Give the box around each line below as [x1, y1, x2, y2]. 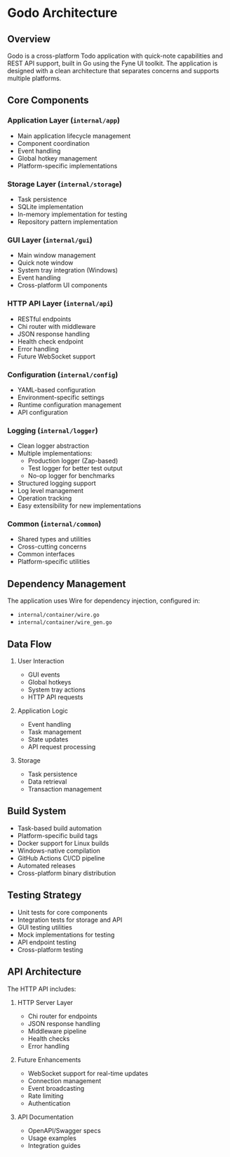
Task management [27, 727, 82, 737]
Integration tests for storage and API [17, 915, 123, 924]
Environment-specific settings [17, 393, 105, 401]
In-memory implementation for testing [17, 210, 128, 218]
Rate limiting [27, 1092, 65, 1100]
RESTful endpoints [17, 315, 72, 323]
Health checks [27, 1034, 70, 1043]
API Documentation [17, 1113, 74, 1121]
